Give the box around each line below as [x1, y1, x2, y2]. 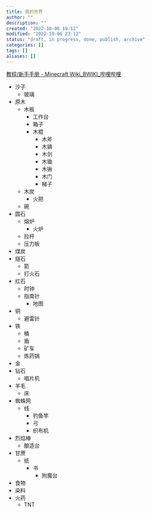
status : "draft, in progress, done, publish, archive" [6, 36, 146, 42]
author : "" [6, 14, 33, 20]
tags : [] [6, 48, 28, 54]
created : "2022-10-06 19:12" [6, 25, 79, 32]
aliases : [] [6, 53, 36, 59]
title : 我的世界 [6, 8, 43, 15]
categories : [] [6, 42, 44, 48]
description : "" [6, 20, 47, 26]
